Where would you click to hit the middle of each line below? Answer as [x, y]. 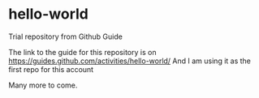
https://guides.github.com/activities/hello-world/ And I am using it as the [130, 61]
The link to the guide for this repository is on [82, 52]
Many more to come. [43, 85]
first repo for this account [51, 69]
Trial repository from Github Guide [66, 36]
